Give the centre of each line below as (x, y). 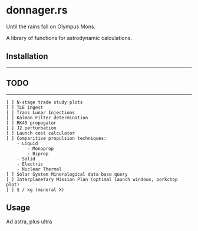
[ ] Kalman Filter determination (47, 118)
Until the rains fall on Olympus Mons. (51, 26)
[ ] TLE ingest (25, 107)
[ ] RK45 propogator (32, 123)
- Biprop (38, 153)
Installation (27, 56)
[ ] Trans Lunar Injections (41, 112)
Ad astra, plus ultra (29, 222)
